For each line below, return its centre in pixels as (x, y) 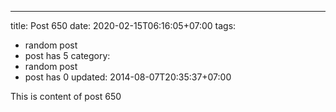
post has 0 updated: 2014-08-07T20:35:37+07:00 (128, 77)
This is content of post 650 (66, 96)
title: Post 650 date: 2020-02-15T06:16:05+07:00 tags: (123, 25)
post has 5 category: (67, 55)
